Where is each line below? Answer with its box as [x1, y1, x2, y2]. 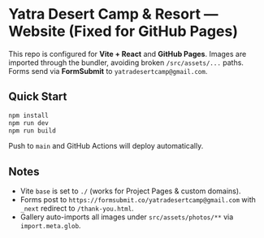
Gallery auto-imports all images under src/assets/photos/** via [19, 212, 234, 222]
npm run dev [8, 119, 49, 127]
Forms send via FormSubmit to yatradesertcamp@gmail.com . [8, 66, 208, 76]
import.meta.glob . [19, 221, 81, 231]
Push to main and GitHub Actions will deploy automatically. [8, 141, 204, 151]
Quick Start [8, 90, 67, 104]
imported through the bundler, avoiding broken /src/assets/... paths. [8, 58, 244, 67]
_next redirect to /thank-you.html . [19, 204, 134, 214]
